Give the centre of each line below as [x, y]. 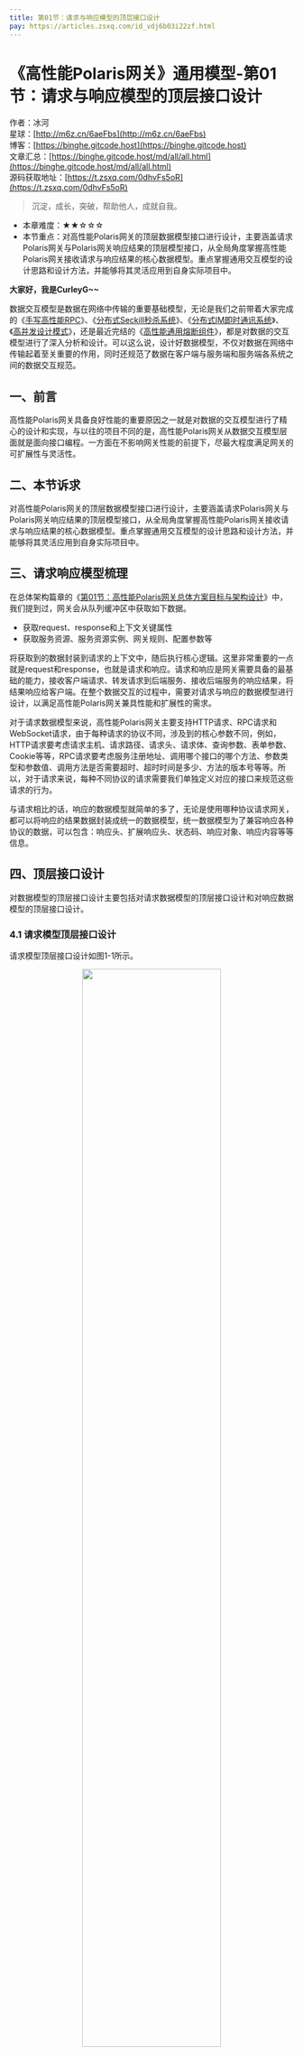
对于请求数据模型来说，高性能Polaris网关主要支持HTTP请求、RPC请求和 [143, 722]
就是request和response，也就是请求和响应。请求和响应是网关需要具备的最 [147, 669]
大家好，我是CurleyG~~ [54, 290]
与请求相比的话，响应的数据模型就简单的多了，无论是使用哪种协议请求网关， [151, 809]
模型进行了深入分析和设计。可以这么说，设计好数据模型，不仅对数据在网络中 [151, 343]
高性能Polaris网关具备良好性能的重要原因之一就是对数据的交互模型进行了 [144, 420]
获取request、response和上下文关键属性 [97, 627]
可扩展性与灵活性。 [45, 454]
